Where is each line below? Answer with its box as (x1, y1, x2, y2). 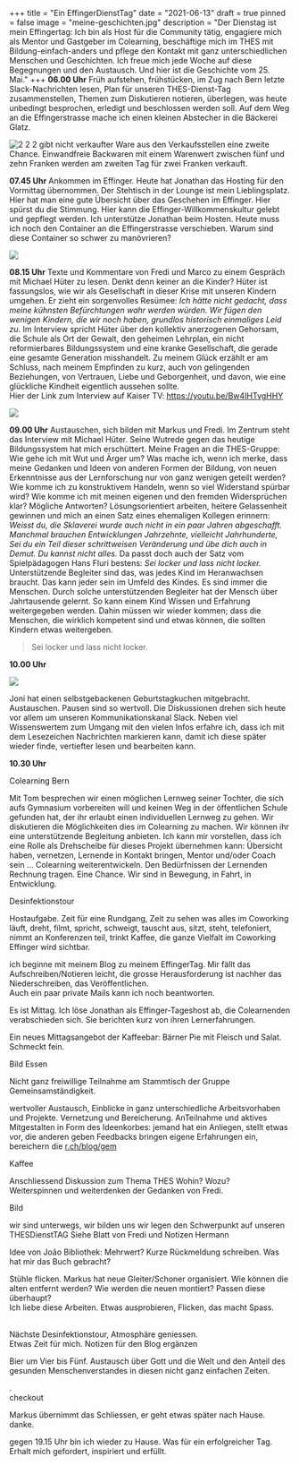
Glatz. (9, 122, 31, 133)
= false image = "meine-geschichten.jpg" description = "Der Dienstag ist (9, 17, 277, 28)
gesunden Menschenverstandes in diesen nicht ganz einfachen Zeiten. (9, 1366, 270, 1375)
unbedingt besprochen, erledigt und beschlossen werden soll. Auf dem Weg (9, 103, 290, 113)
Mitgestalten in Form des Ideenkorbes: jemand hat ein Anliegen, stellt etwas (9, 1122, 288, 1132)
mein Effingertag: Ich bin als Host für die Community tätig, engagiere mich (9, 27, 283, 37)
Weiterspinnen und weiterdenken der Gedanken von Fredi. (9, 1186, 224, 1195)
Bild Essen (9, 1058, 48, 1069)
